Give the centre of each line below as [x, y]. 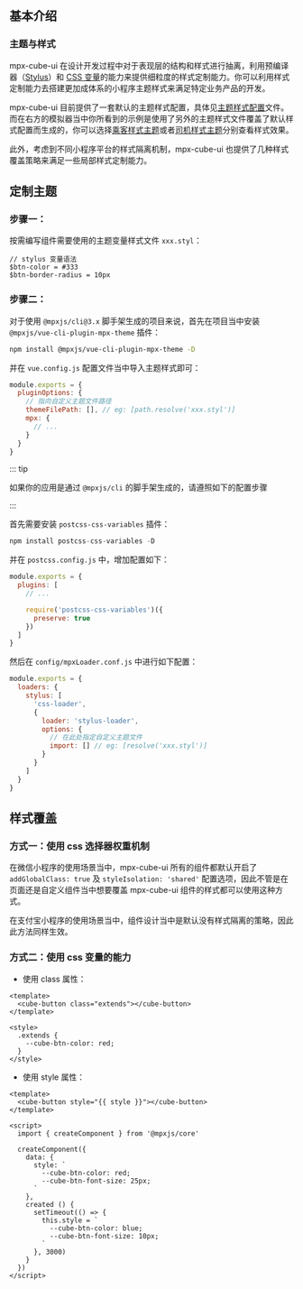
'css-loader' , [60, 704]
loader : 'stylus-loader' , [91, 721]
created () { [50, 1204]
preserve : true [62, 618]
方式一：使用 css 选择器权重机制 [80, 846]
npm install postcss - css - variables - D [82, 541]
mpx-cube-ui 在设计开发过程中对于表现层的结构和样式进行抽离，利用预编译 [149, 65]
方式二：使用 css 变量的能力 [70, 957]
